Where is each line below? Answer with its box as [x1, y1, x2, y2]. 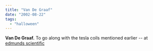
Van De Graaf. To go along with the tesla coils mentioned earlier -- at [5, 35, 148, 41]
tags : [5, 16, 17, 21]
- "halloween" [10, 21, 39, 26]
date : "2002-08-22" [5, 12, 46, 17]
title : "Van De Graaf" [5, 7, 53, 12]
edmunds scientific [5, 40, 45, 46]
